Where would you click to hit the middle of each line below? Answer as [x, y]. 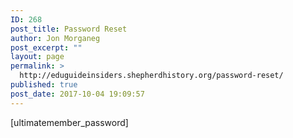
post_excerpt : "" [46, 47]
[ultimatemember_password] [69, 122]
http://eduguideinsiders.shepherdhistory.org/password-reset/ [151, 76]
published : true [44, 85]
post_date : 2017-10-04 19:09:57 [77, 94]
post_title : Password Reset [69, 29]
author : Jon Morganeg [55, 38]
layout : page [37, 57]
